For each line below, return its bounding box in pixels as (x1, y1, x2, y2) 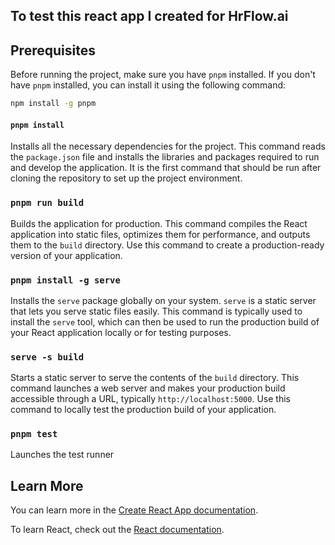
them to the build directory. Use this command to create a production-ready (10, 239, 325, 251)
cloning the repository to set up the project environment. (10, 172, 243, 184)
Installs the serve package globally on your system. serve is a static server (10, 294, 317, 306)
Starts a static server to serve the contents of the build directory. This (10, 372, 300, 384)
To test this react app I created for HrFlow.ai (10, 8, 289, 25)
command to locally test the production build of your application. (10, 404, 277, 416)
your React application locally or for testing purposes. (10, 326, 232, 338)
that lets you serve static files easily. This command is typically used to (10, 305, 303, 317)
